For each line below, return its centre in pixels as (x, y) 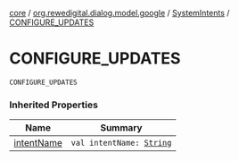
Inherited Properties (54, 105)
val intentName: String (121, 143)
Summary (121, 128)
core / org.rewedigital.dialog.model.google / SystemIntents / (119, 13)
